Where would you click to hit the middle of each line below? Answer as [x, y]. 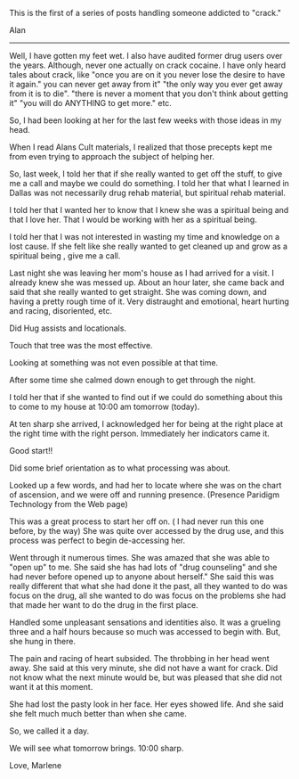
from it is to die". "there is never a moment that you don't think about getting [149, 94]
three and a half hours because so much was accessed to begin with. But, [145, 631]
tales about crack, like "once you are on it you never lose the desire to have [147, 74]
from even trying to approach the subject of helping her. [112, 156]
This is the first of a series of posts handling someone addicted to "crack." [145, 13]
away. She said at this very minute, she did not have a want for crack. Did [144, 668]
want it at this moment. [51, 687]
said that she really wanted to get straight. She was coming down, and [138, 292]
